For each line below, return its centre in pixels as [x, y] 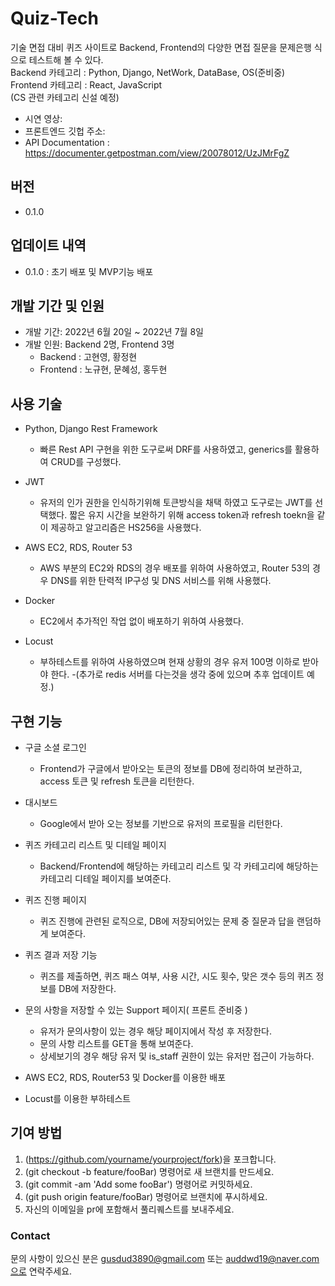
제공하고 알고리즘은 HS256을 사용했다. [126, 528]
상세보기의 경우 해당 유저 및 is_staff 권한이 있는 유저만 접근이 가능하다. [177, 1056]
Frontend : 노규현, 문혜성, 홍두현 [103, 369]
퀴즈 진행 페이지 [55, 900]
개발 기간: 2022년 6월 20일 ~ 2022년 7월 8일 [114, 332]
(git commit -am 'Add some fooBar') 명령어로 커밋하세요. [138, 1184]
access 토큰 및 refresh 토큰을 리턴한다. [117, 781]
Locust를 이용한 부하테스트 [78, 1098]
